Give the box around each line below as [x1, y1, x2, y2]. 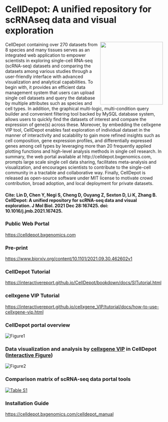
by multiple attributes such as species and [5, 100, 92, 106]
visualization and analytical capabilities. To [5, 79, 93, 85]
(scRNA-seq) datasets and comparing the [5, 63, 91, 69]
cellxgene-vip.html [5, 309, 44, 315]
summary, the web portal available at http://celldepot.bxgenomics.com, [5, 153, 152, 159]
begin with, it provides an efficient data [5, 84, 86, 90]
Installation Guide [5, 399, 49, 406]
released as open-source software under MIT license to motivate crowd [5, 175, 153, 181]
